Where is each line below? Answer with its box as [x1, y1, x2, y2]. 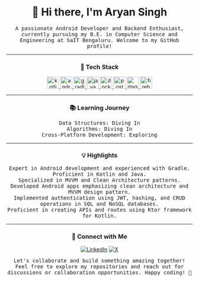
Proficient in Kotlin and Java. [52, 170, 147, 178]
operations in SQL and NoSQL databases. [40, 200, 159, 207]
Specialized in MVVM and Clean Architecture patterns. [18, 176, 181, 183]
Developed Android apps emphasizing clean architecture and [10, 182, 189, 189]
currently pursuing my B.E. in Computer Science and [21, 31, 178, 37]
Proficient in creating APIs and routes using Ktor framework [7, 206, 192, 213]
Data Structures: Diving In [59, 119, 140, 126]
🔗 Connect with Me [72, 232, 127, 240]
